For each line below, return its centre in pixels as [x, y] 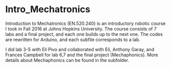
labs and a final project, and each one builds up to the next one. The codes [84, 34]
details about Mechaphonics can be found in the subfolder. [67, 60]
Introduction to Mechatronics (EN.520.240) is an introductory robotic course [86, 23]
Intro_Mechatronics [48, 9]
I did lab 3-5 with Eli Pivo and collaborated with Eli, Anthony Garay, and [80, 49]
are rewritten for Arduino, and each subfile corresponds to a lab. [73, 40]
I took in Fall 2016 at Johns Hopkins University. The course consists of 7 [81, 28]
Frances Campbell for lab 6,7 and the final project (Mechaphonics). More [82, 55]
